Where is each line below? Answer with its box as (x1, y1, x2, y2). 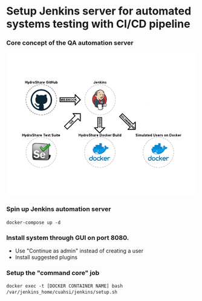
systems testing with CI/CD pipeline (6, 17, 191, 31)
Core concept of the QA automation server (6, 39, 134, 47)
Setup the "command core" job (6, 269, 100, 277)
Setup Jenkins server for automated (6, 4, 192, 18)
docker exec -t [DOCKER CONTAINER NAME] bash (6, 283, 123, 290)
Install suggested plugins (15, 254, 77, 261)
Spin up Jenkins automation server (6, 205, 111, 213)
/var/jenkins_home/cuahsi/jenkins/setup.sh (6, 289, 118, 296)
